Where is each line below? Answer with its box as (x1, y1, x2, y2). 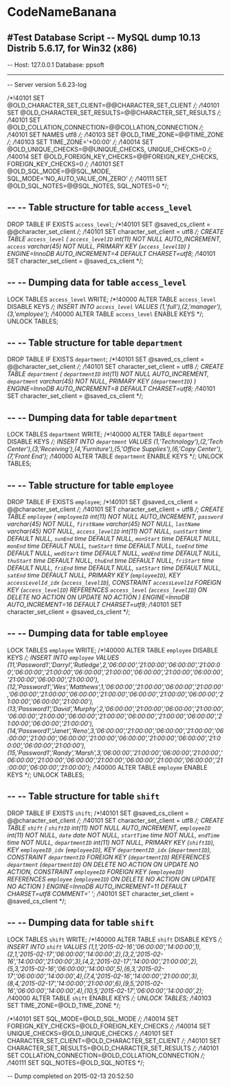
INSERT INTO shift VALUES (7, 942, 87, 950)
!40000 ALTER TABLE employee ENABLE (95, 763, 208, 771)
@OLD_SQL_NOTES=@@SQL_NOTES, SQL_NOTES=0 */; (7, 182, 169, 190)
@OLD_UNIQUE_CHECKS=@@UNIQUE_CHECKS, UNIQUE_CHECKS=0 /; (7, 146, 212, 153)
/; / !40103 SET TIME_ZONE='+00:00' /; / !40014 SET (7, 138, 154, 146)
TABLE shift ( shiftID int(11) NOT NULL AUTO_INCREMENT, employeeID (7, 824, 211, 832)
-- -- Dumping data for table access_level (7, 277, 187, 288)
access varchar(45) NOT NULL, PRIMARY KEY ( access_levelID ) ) (7, 242, 190, 250)
